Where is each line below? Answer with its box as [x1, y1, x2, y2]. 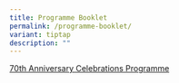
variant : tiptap [9, 30, 71, 39]
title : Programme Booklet [9, 13, 107, 23]
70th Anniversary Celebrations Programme [9, 63, 170, 74]
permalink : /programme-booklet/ [9, 22, 132, 31]
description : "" [9, 38, 71, 48]
